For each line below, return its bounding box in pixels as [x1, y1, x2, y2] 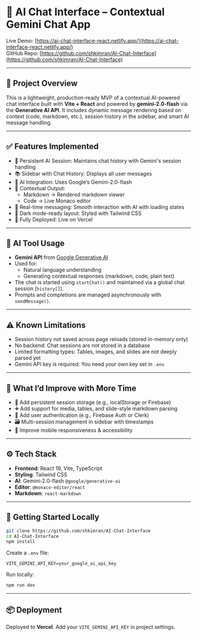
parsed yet [14, 355, 41, 362]
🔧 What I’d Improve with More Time [6, 383, 137, 393]
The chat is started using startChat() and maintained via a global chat [14, 279, 185, 286]
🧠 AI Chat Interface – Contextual [6, 5, 165, 19]
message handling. [6, 119, 52, 126]
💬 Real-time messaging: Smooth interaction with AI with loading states [14, 203, 185, 210]
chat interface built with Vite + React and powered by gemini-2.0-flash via [6, 100, 188, 107]
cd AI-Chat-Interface [6, 533, 59, 539]
